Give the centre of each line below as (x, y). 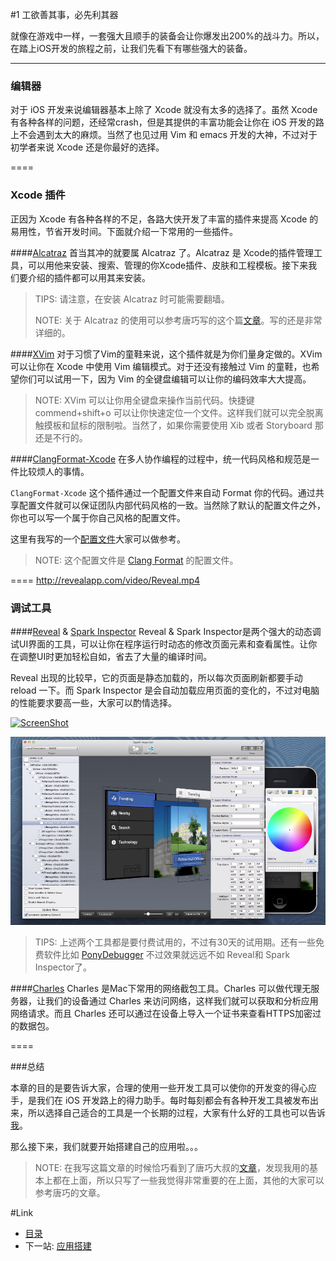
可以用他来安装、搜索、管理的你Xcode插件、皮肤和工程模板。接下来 (168, 265)
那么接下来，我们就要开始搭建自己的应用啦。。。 (106, 1147)
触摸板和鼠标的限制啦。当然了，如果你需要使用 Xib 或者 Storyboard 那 (179, 425)
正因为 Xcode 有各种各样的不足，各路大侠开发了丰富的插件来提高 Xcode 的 (164, 219)
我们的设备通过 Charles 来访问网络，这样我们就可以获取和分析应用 (181, 1001)
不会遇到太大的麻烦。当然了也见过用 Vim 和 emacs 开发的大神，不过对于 (168, 135)
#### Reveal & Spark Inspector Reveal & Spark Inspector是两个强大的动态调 (166, 631)
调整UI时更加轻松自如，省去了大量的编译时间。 (115, 656)
